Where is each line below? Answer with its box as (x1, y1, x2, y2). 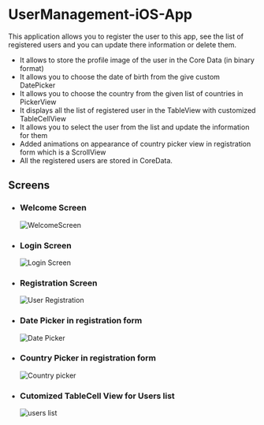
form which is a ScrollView (19, 147, 106, 157)
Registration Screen (19, 278, 98, 289)
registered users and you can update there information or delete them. (8, 39, 237, 49)
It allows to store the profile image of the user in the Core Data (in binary (19, 55, 255, 65)
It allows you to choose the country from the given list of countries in (19, 88, 244, 98)
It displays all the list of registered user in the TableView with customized (19, 105, 256, 115)
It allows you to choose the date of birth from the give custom (19, 72, 221, 81)
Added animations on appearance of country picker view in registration (19, 139, 251, 148)
